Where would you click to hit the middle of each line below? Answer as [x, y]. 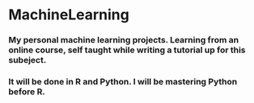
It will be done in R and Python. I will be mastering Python [123, 82]
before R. [27, 92]
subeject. [28, 60]
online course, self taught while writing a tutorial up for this [127, 50]
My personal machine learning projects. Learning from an [124, 40]
